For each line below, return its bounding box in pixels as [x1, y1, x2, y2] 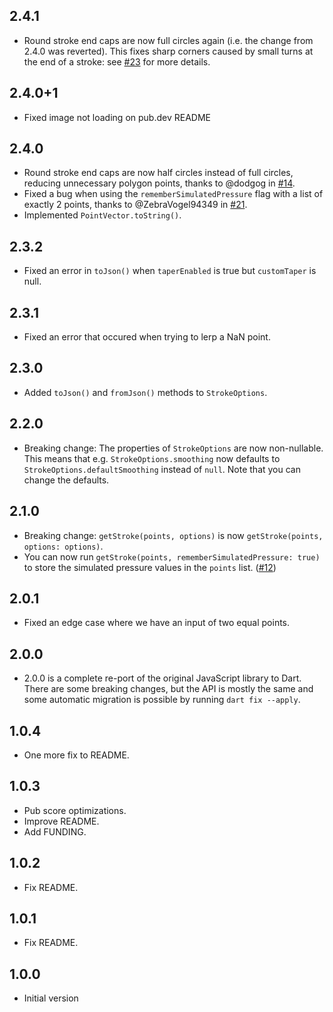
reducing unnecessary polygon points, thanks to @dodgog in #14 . [23, 177, 296, 189]
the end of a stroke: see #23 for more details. [23, 55, 211, 68]
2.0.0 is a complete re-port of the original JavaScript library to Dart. [23, 672, 302, 684]
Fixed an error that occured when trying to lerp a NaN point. [23, 331, 271, 343]
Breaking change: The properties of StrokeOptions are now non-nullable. [23, 442, 324, 454]
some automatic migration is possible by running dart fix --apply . [23, 694, 301, 706]
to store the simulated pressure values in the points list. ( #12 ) [23, 561, 277, 573]
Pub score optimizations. [23, 804, 127, 816]
